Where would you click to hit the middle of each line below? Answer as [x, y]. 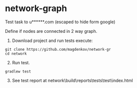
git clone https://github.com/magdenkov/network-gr [58, 49]
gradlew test [18, 71]
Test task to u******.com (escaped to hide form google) [60, 22]
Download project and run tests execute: [52, 40]
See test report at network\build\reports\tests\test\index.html [72, 80]
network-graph [36, 8]
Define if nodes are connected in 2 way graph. [51, 31]
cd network [16, 54]
